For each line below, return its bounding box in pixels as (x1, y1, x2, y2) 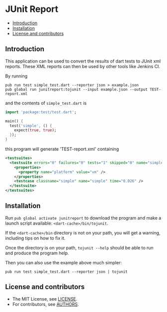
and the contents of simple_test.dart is (5, 100, 87, 106)
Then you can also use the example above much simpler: (5, 259, 122, 265)
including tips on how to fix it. (5, 235, 66, 241)
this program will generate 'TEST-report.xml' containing (5, 146, 119, 152)
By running (5, 73, 28, 79)
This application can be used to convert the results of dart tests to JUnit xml (5, 58, 161, 64)
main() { (5, 118, 23, 124)
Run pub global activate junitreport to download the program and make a (5, 215, 162, 221)
